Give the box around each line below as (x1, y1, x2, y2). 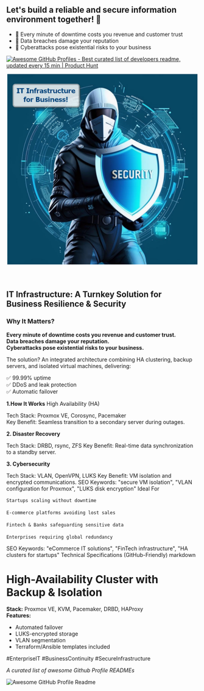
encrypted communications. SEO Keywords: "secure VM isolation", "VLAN (6, 478, 192, 486)
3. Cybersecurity (6, 460, 51, 467)
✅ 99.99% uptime (6, 374, 52, 381)
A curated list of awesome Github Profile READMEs (6, 667, 135, 674)
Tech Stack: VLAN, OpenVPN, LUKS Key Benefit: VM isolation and (6, 472, 172, 479)
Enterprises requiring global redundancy (6, 534, 113, 540)
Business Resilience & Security (6, 299, 127, 310)
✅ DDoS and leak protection (6, 381, 77, 388)
